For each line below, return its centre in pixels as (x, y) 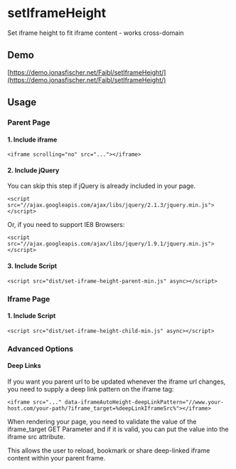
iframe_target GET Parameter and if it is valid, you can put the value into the (118, 429)
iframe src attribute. (36, 436)
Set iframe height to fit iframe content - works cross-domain (96, 33)
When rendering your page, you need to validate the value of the (102, 421)
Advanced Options (40, 349)
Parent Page (29, 122)
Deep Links (24, 366)
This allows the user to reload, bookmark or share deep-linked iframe (109, 450)
